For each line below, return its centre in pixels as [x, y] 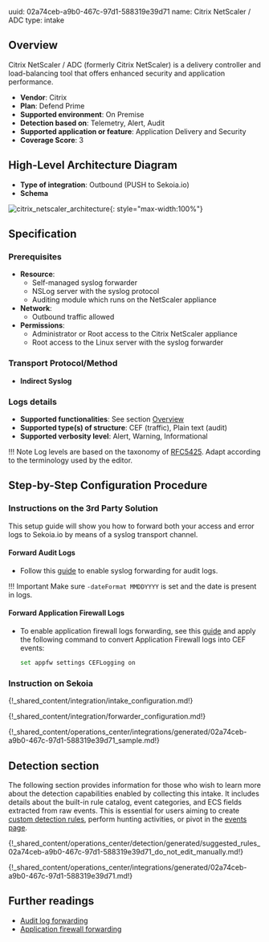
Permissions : [43, 325]
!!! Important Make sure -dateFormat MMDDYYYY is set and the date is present [132, 586]
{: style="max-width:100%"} [156, 209]
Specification [43, 234]
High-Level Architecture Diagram [93, 165]
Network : [36, 308]
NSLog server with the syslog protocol [96, 292]
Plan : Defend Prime [52, 106]
